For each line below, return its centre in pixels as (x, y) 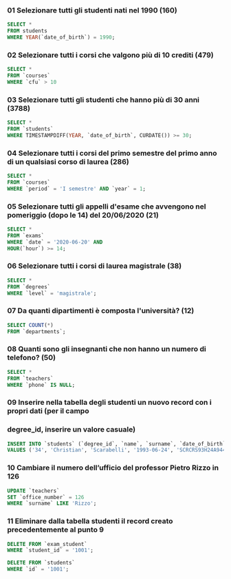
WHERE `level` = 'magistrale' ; (52, 293)
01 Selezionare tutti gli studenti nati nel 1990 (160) (92, 10)
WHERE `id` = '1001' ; (38, 569)
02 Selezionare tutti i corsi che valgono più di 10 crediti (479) (111, 55)
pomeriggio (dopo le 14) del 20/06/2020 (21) (83, 215)
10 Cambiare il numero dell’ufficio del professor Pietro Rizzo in (113, 468)
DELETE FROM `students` (41, 563)
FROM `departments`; (37, 331)
